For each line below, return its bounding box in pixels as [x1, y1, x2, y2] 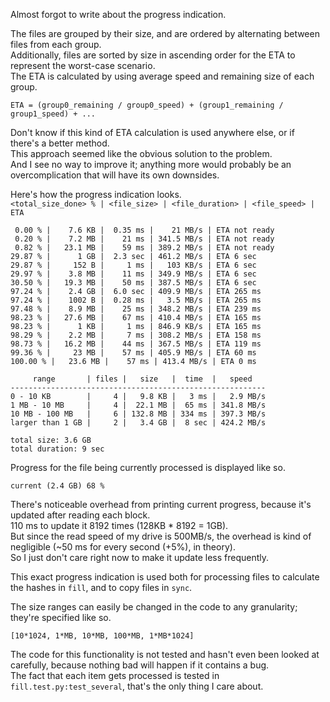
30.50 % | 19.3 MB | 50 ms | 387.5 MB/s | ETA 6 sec [10, 278, 257, 288]
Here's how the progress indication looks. [10, 189, 182, 200]
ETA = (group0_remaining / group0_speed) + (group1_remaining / [10, 100, 284, 110]
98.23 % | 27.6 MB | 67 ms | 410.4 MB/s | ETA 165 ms [10, 313, 262, 323]
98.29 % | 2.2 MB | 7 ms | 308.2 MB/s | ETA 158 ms [10, 330, 262, 340]
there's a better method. [10, 137, 110, 149]
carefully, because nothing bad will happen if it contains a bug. [10, 659, 270, 671]
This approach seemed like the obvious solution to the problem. [10, 148, 273, 159]
